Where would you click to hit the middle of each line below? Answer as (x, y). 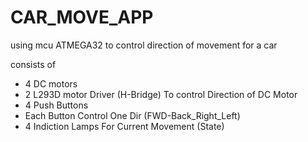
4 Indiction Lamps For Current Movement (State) (124, 126)
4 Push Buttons (56, 105)
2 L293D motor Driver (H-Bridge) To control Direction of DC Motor (161, 94)
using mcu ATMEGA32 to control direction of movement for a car (144, 45)
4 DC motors (51, 83)
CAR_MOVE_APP (82, 17)
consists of (33, 64)
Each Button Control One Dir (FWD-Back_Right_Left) (132, 115)
